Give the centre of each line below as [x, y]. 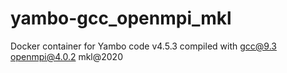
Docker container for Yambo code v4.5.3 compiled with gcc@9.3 [143, 46]
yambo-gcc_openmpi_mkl [121, 18]
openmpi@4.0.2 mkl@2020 [66, 56]
